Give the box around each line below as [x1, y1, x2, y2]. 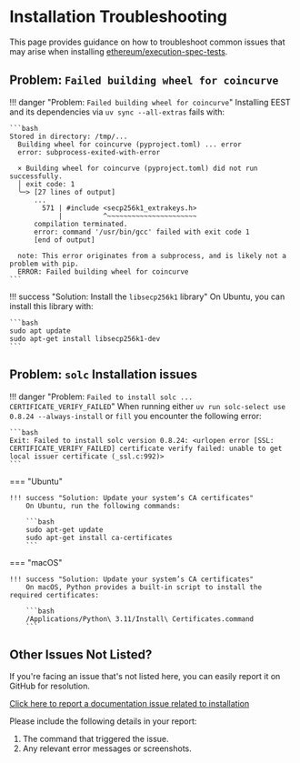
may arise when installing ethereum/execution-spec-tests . [9, 45, 228, 56]
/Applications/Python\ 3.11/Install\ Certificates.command [25, 614, 255, 624]
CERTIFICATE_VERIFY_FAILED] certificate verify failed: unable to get [9, 444, 283, 453]
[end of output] [33, 235, 95, 245]
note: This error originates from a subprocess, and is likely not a [17, 251, 286, 260]
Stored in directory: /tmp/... [9, 132, 128, 141]
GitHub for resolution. [9, 680, 91, 692]
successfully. [9, 171, 64, 181]
